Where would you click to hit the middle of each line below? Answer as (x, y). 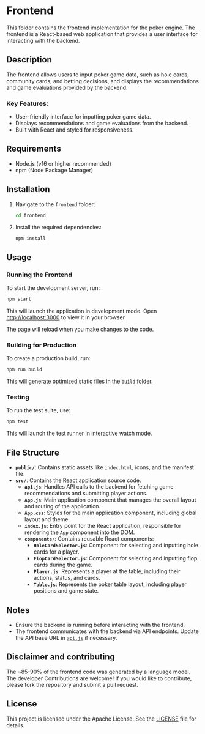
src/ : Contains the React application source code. (78, 480)
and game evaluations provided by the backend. (67, 87)
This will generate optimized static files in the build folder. (80, 381)
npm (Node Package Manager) (54, 170)
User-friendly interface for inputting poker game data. (83, 117)
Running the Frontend (39, 275)
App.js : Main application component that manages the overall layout (110, 500)
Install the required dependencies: (58, 227)
